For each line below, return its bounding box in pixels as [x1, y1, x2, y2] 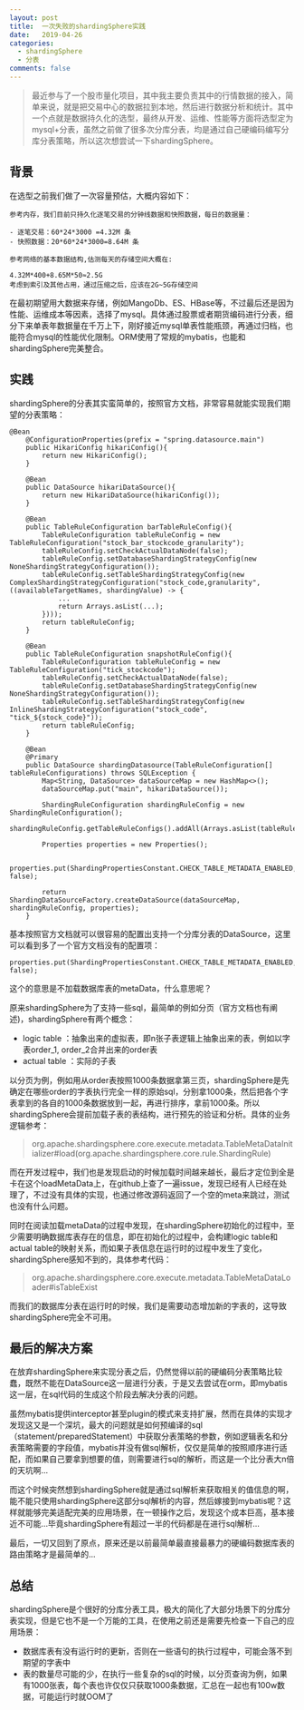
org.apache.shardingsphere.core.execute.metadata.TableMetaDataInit [31, 1138, 293, 1148]
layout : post [9, 13, 59, 23]
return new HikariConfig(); [42, 451, 147, 460]
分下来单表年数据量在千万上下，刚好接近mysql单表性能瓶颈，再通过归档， [9, 319, 286, 331]
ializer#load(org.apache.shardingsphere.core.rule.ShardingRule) [31, 1148, 271, 1158]
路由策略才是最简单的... [9, 1549, 97, 1560]
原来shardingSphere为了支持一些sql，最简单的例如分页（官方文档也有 [9, 1002, 270, 1012]
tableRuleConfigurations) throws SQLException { [9, 768, 196, 777]
